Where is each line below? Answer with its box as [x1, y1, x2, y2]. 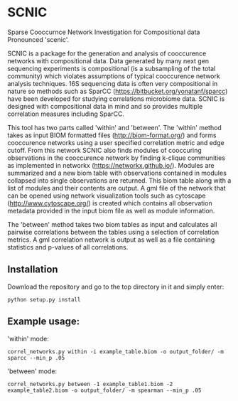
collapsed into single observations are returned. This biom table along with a [7, 176, 232, 185]
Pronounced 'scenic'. [7, 35, 70, 43]
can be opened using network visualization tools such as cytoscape [7, 191, 206, 200]
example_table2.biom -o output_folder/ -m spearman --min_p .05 [7, 387, 202, 394]
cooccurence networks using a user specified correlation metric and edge [7, 138, 225, 146]
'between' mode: [7, 367, 58, 375]
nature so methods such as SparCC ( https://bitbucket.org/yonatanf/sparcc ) [7, 87, 228, 95]
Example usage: [7, 316, 80, 328]
